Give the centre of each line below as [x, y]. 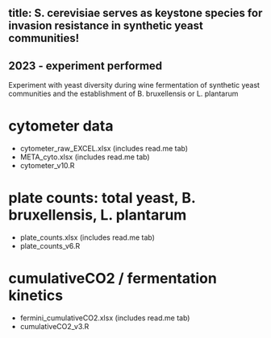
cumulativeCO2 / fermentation [113, 279]
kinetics [35, 296]
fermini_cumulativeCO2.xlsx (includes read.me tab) [105, 318]
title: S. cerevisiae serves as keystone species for [135, 13]
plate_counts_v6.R [50, 246]
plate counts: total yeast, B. [102, 198]
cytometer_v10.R [47, 166]
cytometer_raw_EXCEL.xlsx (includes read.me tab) [104, 149]
